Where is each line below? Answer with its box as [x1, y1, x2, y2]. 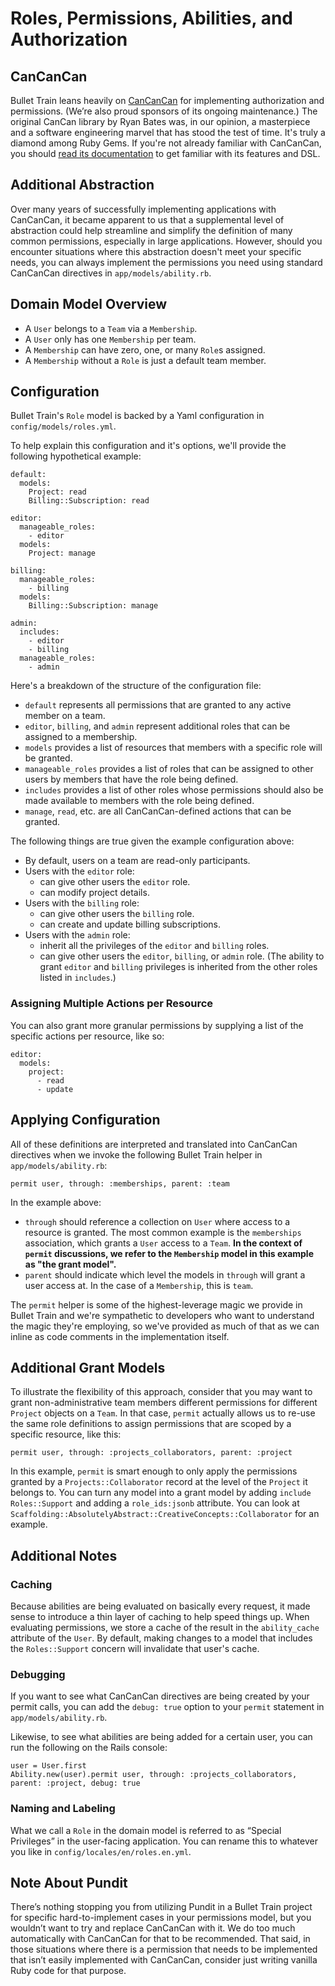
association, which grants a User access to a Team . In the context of [24, 1237, 303, 1249]
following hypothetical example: [10, 450, 142, 462]
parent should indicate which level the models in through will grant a [24, 1268, 306, 1281]
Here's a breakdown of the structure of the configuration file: [10, 680, 262, 692]
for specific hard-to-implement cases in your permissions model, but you [10, 1912, 312, 1924]
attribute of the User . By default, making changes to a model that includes [10, 1632, 313, 1644]
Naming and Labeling [10, 1802, 116, 1816]
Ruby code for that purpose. [10, 1965, 127, 1977]
